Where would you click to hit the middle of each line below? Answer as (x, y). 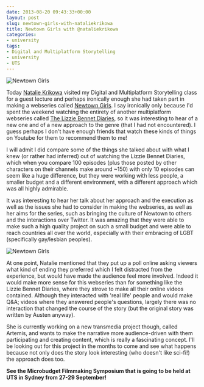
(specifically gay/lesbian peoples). (49, 239)
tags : (13, 46)
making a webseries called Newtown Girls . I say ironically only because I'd (100, 105)
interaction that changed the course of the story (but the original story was (100, 308)
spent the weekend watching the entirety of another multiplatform (89, 112)
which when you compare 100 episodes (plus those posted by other (91, 162)
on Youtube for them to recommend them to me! (67, 137)
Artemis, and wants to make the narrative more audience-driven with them (100, 333)
